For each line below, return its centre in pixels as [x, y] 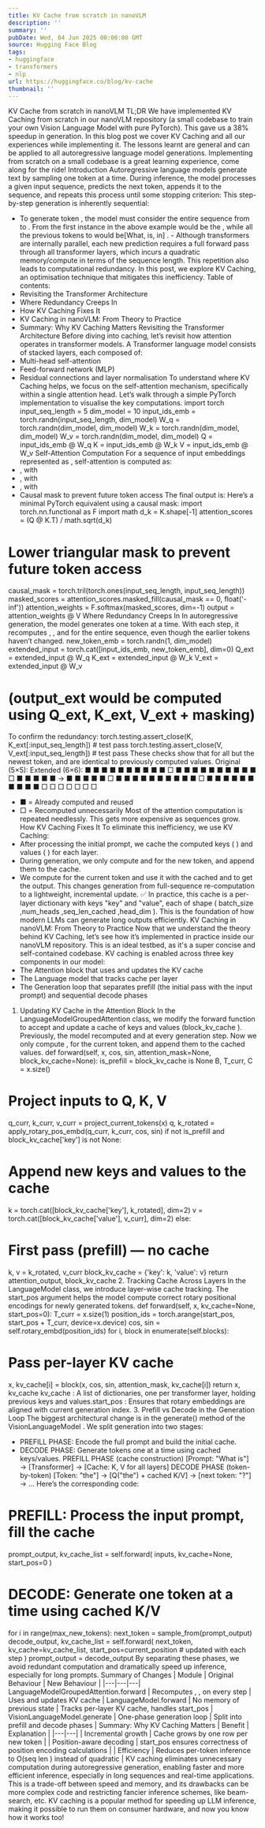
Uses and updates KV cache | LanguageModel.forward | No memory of [124, 1699]
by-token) [35, 1475]
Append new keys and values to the [127, 1171]
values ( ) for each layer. [59, 852]
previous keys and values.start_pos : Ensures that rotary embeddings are [127, 1401]
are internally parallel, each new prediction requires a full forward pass [134, 244]
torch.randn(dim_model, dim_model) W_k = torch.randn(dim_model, [129, 428]
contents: [35, 285]
